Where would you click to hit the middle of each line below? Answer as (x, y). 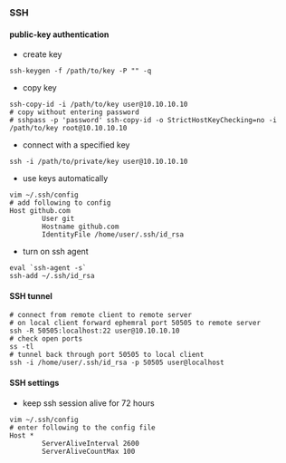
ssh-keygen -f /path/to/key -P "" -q (81, 71)
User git (58, 219)
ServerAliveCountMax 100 (89, 451)
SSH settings (34, 382)
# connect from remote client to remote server (101, 315)
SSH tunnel (31, 295)
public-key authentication (59, 34)
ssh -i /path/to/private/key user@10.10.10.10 (99, 162)
